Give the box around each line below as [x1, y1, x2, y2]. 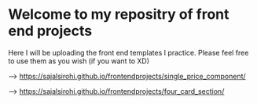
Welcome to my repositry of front [8, 5, 229, 23]
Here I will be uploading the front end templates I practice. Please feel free [8, 48, 249, 57]
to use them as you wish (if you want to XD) [8, 56, 150, 66]
